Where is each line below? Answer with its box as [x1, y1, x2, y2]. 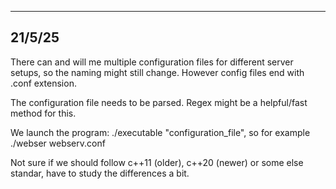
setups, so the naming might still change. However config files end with [10, 66, 305, 78]
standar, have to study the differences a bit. [10, 167, 190, 179]
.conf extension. [10, 77, 77, 89]
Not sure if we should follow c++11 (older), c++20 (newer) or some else [10, 156, 304, 168]
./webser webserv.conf [10, 137, 106, 149]
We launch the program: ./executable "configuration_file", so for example [10, 126, 311, 138]
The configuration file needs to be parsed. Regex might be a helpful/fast [10, 96, 308, 108]
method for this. [10, 107, 77, 119]
